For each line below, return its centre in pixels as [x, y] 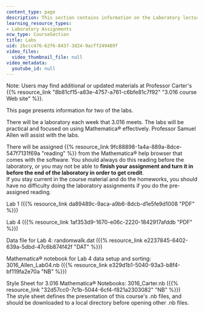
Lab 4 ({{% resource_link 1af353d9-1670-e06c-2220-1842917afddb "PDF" [100, 222]
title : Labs [21, 40]
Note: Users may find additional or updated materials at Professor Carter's [99, 86]
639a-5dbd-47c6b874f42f [39, 247]
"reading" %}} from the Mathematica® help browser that [112, 153]
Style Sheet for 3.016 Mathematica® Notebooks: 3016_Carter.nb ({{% [92, 283]
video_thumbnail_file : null [47, 57]
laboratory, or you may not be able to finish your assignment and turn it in [100, 166]
